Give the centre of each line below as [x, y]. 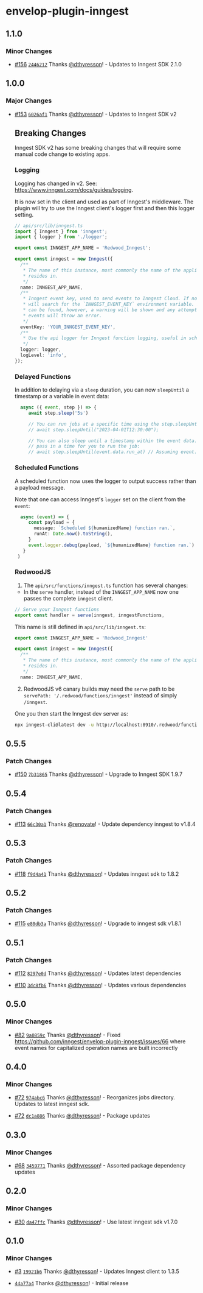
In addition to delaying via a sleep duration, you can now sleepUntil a [102, 390]
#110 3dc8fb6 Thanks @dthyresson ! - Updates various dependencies [100, 985]
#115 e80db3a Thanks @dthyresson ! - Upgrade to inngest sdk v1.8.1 [98, 923]
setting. [24, 214]
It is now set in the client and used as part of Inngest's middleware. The [104, 202]
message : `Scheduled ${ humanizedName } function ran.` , [105, 528]
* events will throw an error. [62, 315]
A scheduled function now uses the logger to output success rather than [105, 481]
